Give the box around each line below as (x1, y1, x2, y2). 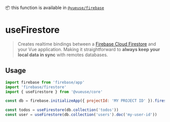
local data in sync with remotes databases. (17, 52, 108, 58)
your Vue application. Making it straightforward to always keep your (17, 46, 160, 52)
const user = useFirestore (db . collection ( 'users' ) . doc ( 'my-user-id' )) (5, 112, 157, 117)
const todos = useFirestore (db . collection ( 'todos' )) (5, 107, 119, 113)
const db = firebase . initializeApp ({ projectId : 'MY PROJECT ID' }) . (5, 98, 155, 103)
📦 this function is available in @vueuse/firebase (5, 5, 105, 11)
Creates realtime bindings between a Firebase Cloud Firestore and (17, 40, 156, 47)
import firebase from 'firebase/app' (5, 79, 85, 85)
